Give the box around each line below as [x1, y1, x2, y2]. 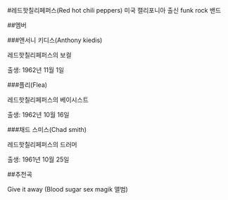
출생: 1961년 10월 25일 [7, 155, 70, 164]
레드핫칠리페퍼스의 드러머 [7, 140, 77, 149]
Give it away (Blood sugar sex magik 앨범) [7, 185, 128, 193]
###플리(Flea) [7, 81, 48, 89]
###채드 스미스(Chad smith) [7, 126, 87, 133]
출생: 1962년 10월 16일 [7, 111, 70, 119]
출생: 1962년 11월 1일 [7, 66, 65, 74]
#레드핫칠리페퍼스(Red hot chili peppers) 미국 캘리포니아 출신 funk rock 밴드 [7, 6, 222, 14]
